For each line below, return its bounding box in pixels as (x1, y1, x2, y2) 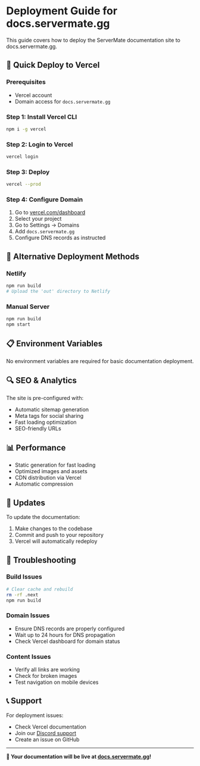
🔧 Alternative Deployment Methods (6, 251, 140, 261)
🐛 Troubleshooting (6, 555, 76, 565)
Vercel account (14, 91, 52, 99)
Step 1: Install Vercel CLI (6, 112, 77, 121)
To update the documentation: (6, 514, 80, 521)
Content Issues (6, 652, 51, 661)
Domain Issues (6, 611, 50, 620)
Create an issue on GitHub (14, 736, 80, 743)
